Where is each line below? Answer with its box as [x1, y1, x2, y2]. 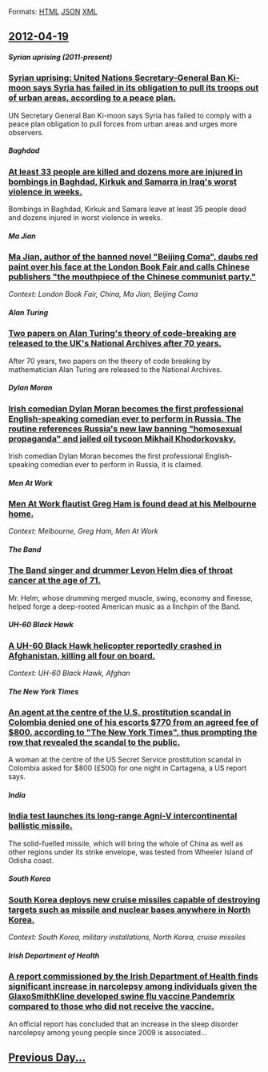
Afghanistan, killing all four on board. [8, 650, 156, 661]
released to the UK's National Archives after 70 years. [8, 338, 222, 349]
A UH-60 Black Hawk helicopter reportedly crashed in [8, 640, 222, 651]
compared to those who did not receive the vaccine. [8, 1001, 214, 1012]
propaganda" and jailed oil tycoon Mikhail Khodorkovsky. [8, 433, 236, 444]
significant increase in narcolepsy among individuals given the [8, 981, 258, 992]
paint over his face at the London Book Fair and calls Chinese [8, 262, 250, 273]
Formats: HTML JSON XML [8, 7, 98, 16]
